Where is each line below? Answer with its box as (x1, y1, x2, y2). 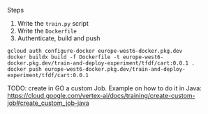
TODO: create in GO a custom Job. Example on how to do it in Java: (7, 84, 202, 92)
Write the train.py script (17, 19, 89, 27)
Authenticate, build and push (17, 34, 101, 42)
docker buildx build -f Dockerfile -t (7, 54, 120, 60)
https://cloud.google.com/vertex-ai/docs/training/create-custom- (7, 92, 195, 99)
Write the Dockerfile (17, 27, 77, 35)
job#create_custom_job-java (7, 99, 89, 107)
